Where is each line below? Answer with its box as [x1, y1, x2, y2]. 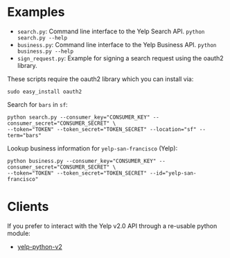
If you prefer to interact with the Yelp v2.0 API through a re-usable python [7, 221, 218, 230]
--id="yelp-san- [150, 169, 197, 177]
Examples [7, 4, 65, 20]
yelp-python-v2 [17, 242, 62, 250]
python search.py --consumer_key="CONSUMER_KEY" [7, 114, 150, 121]
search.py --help [17, 34, 68, 42]
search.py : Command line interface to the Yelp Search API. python [17, 27, 205, 35]
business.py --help [17, 48, 74, 55]
